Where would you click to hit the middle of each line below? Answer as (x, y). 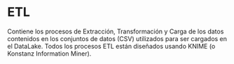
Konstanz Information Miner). (49, 54)
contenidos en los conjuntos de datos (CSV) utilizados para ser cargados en (117, 38)
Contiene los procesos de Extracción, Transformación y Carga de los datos (116, 31)
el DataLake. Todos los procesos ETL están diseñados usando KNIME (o (111, 46)
